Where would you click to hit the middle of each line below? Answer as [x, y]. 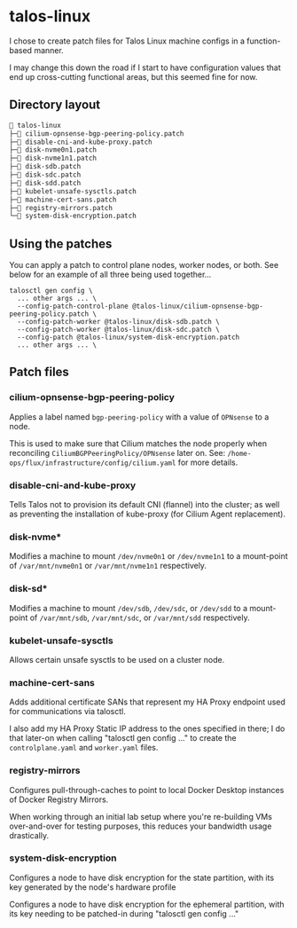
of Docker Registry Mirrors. [59, 799]
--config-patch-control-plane [73, 307]
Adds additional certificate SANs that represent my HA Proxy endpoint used [148, 702]
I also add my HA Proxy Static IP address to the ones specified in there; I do [147, 728]
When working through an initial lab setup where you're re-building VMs [141, 816]
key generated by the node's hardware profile [93, 887]
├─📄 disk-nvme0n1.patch [53, 150]
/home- [239, 453]
